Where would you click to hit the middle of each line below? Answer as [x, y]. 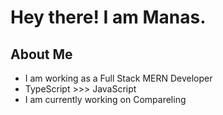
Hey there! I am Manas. [108, 17]
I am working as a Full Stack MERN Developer [118, 78]
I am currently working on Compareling [105, 99]
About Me [41, 54]
